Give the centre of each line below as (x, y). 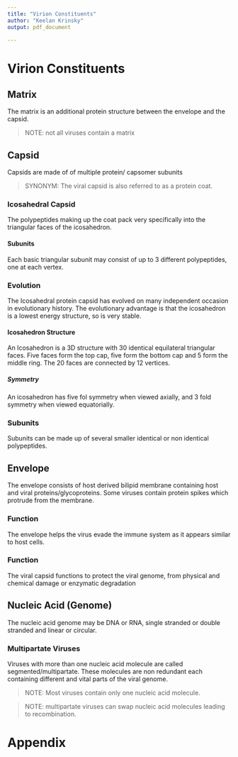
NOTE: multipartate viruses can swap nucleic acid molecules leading (125, 706)
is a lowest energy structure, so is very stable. (74, 316)
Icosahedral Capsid (41, 204)
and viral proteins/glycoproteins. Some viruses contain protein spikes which (118, 493)
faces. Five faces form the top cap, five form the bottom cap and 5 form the (118, 355)
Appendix (36, 743)
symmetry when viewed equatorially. (61, 404)
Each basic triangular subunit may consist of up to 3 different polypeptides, (117, 259)
